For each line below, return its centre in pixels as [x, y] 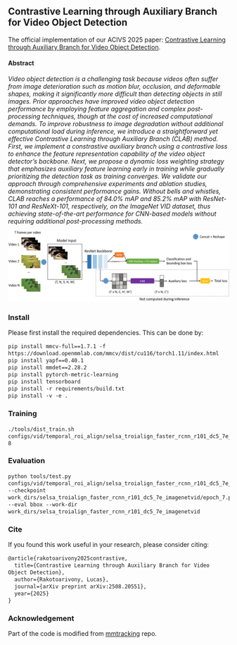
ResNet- [215, 199]
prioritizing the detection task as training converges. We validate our [108, 176]
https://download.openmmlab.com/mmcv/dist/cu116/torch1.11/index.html [114, 354]
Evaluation [26, 461]
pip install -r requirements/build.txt [66, 389]
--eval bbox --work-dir [43, 504]
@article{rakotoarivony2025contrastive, [68, 559]
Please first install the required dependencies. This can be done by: [106, 333]
